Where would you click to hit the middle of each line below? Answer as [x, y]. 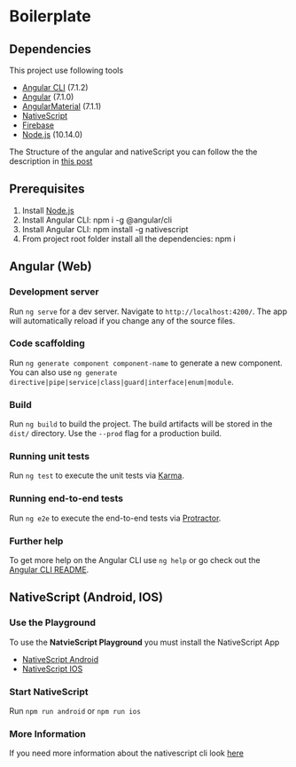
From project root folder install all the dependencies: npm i [129, 239]
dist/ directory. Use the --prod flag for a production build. [115, 434]
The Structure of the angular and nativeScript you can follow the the [133, 152]
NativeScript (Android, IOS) [86, 597]
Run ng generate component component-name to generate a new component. [146, 363]
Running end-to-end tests [66, 498]
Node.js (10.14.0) [52, 134]
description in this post [51, 161]
